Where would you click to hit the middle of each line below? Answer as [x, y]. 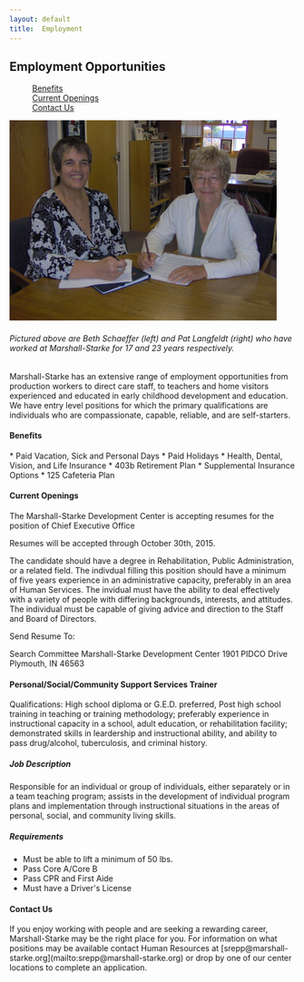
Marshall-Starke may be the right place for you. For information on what [144, 938]
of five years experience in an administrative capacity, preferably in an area [151, 580]
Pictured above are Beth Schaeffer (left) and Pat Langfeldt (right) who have [151, 338]
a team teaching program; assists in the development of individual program [150, 796]
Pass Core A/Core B [60, 869]
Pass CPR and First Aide [68, 879]
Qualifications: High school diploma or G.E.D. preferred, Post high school [145, 704]
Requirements [36, 836]
